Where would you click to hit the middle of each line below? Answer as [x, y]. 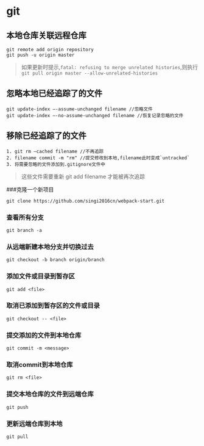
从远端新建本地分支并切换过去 [50, 246]
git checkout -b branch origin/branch [55, 260]
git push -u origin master [40, 55]
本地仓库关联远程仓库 [46, 35]
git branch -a [24, 230]
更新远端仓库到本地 [34, 423]
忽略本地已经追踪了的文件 [54, 94]
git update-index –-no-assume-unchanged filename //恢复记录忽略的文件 [95, 115]
